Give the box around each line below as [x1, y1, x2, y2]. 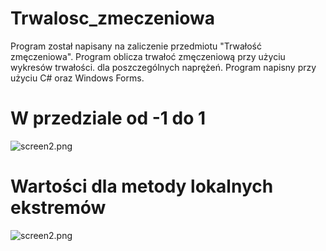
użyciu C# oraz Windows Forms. [10, 72, 145, 84]
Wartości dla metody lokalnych [10, 175, 274, 198]
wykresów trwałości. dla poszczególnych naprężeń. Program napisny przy [10, 61, 317, 73]
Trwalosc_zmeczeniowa [10, 7, 216, 30]
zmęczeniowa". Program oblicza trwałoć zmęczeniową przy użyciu [10, 50, 286, 62]
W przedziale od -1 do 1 [10, 107, 207, 130]
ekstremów [10, 197, 107, 219]
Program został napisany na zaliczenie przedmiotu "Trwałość [10, 40, 262, 52]
